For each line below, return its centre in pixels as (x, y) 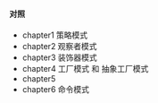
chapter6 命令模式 (56, 90)
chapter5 (39, 79)
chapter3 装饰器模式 (59, 57)
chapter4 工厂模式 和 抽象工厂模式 (85, 69)
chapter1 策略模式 (55, 35)
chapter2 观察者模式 (59, 47)
